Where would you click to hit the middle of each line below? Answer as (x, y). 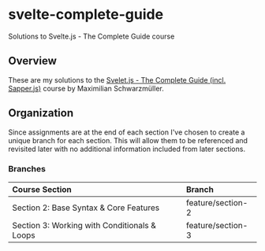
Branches (27, 169)
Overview (33, 61)
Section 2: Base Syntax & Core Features (86, 208)
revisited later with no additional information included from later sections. (127, 149)
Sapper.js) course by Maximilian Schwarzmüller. (86, 88)
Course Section (42, 189)
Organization (41, 113)
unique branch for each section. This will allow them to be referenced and (128, 140)
